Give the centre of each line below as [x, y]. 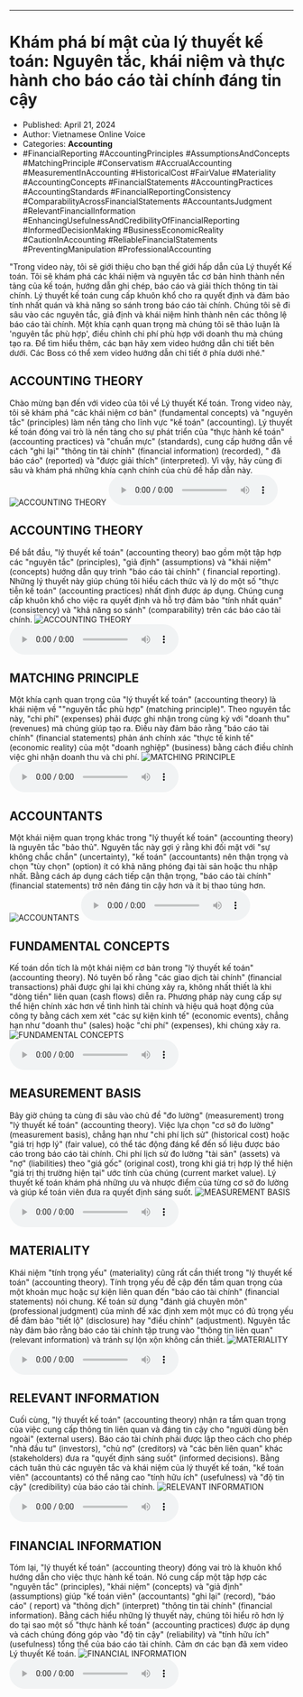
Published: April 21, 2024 [69, 124]
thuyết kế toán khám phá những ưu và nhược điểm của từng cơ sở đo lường [149, 1182]
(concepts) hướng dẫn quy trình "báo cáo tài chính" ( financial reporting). [145, 571]
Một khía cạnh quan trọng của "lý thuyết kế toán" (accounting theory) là [143, 700]
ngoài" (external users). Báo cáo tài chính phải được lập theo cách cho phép [151, 1439]
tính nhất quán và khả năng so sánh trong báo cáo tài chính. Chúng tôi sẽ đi [150, 305]
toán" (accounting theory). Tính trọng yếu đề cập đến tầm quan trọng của [146, 1282]
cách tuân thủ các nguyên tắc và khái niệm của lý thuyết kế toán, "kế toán [147, 1468]
